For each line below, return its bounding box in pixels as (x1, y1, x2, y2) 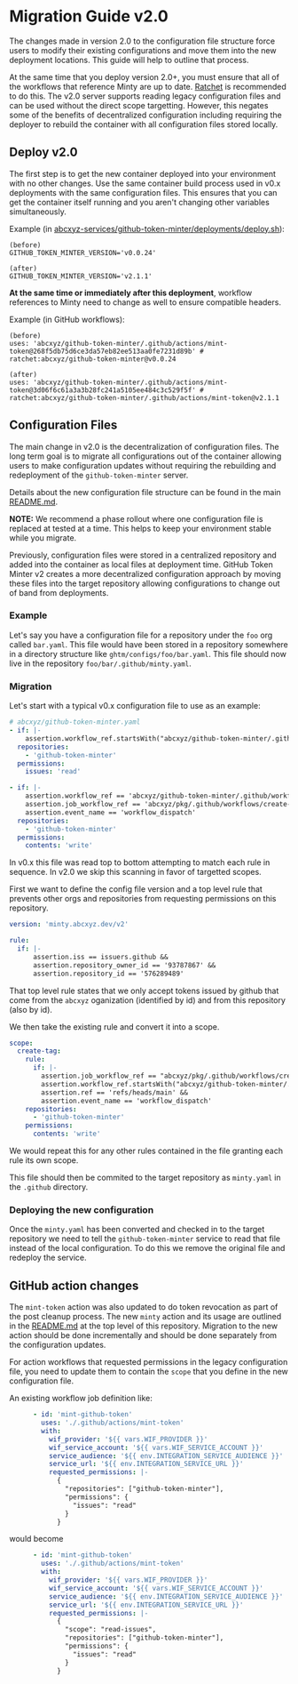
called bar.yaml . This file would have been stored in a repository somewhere (9, 638, 288, 650)
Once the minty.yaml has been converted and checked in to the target (9, 1224, 265, 1235)
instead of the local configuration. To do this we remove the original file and (9, 1243, 286, 1254)
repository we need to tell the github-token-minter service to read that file (9, 1233, 281, 1244)
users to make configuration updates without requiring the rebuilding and (9, 460, 277, 470)
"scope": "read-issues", (65, 1625, 157, 1634)
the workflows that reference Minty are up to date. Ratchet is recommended (9, 81, 286, 92)
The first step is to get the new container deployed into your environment (9, 168, 277, 179)
